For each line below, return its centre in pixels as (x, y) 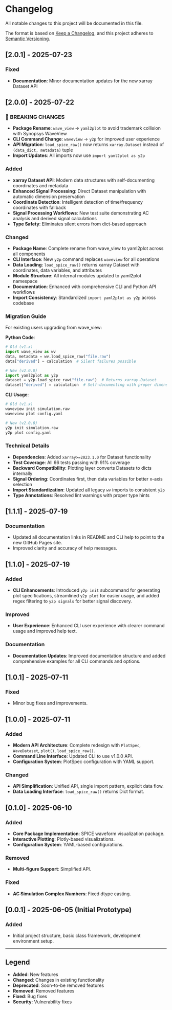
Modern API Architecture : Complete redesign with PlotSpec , (77, 745)
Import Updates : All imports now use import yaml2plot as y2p (79, 155)
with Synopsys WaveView (40, 134)
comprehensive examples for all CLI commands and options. (77, 661)
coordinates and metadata (40, 185)
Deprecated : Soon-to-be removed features (58, 985)
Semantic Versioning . (28, 39)
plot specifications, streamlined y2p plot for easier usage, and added (86, 596)
